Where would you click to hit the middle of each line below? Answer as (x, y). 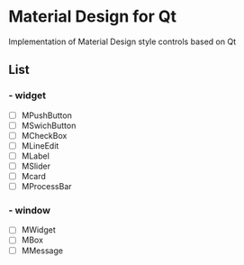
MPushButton (47, 115)
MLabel (36, 156)
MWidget (38, 230)
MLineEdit (40, 145)
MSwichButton (49, 125)
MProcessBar (47, 187)
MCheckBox (44, 135)
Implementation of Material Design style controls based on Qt (122, 41)
